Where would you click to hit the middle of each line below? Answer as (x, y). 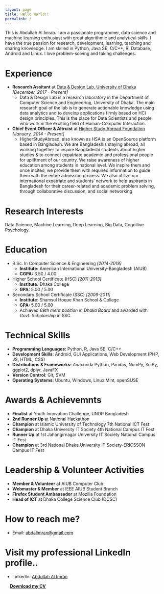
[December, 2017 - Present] (40, 92)
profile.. (22, 563)
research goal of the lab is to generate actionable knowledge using (87, 108)
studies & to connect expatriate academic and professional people (86, 155)
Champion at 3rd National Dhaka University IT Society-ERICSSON (79, 445)
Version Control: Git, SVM (39, 375)
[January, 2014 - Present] (38, 134)
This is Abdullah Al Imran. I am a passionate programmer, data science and (81, 33)
